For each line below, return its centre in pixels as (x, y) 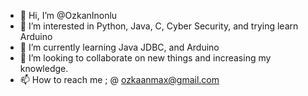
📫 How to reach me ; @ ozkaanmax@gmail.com (119, 79)
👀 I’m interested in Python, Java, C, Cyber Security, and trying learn (159, 26)
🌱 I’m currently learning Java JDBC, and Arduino (119, 47)
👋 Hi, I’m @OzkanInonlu (68, 15)
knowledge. (44, 68)
